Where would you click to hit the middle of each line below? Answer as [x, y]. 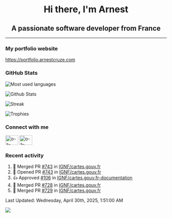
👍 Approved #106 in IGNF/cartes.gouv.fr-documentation [73, 178]
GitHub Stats [21, 73]
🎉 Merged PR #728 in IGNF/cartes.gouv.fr [57, 185]
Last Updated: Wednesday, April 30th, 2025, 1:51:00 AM [64, 201]
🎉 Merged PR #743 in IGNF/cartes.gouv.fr [57, 166]
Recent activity [25, 155]
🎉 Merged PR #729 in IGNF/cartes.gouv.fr [57, 190]
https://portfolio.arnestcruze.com [40, 60]
